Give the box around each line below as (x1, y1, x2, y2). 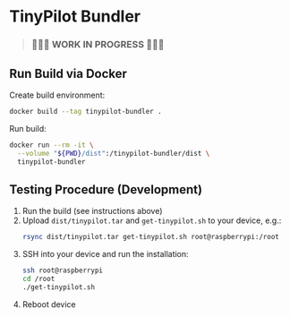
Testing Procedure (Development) (9, 182, 203, 197)
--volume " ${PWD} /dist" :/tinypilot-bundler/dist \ (17, 149, 210, 158)
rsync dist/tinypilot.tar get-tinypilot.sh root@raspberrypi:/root (21, 233, 279, 242)
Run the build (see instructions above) (21, 206, 163, 217)
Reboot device (21, 298, 76, 310)
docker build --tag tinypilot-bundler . (9, 107, 163, 116)
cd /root (21, 274, 55, 283)
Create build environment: (9, 90, 106, 100)
